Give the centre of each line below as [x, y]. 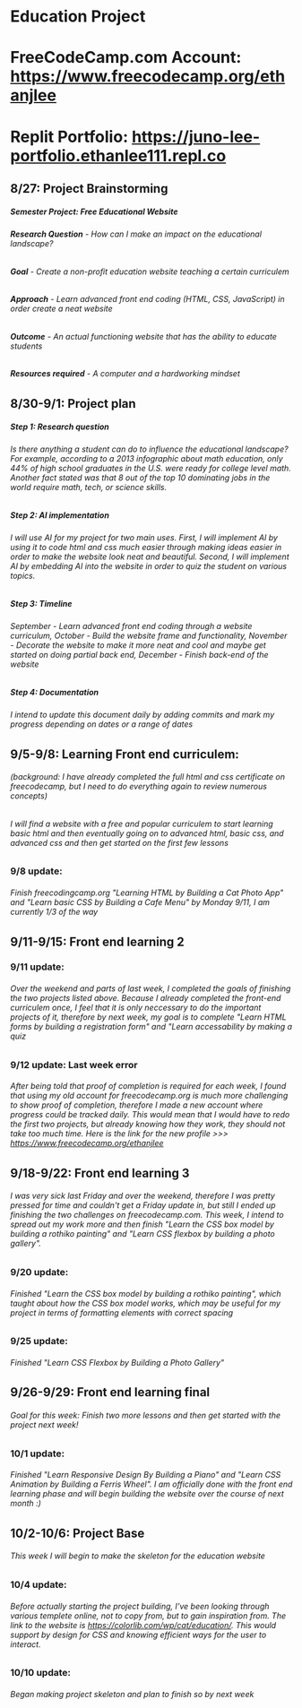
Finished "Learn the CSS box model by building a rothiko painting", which [146, 1293]
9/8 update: [36, 871]
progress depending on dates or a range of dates [102, 724]
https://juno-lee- [196, 137]
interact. [26, 1644]
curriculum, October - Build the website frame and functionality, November [149, 635]
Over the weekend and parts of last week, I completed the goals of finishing [151, 988]
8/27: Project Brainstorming [89, 189]
